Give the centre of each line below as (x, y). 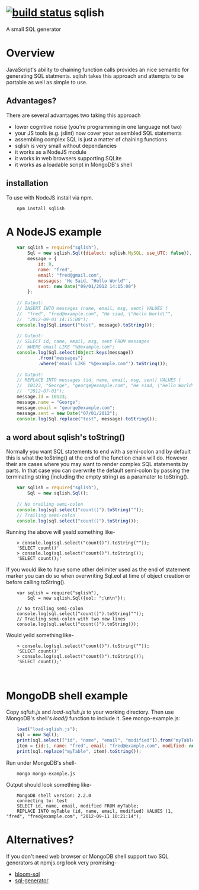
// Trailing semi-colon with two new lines (71, 619)
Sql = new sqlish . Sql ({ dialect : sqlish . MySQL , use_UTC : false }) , (110, 253)
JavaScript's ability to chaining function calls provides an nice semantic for (98, 69)
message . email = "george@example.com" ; (66, 408)
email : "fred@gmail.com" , (70, 275)
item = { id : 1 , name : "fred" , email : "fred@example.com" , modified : (102, 746)
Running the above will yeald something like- (61, 532)
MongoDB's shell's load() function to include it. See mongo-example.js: (93, 718)
